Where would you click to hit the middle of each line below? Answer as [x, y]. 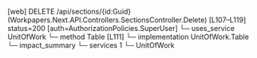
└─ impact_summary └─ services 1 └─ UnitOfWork [91, 45]
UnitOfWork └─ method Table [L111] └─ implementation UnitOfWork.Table [128, 37]
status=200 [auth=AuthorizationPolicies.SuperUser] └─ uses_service [121, 28]
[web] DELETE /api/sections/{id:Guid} [69, 12]
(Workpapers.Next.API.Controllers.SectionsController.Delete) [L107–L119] [127, 20]
